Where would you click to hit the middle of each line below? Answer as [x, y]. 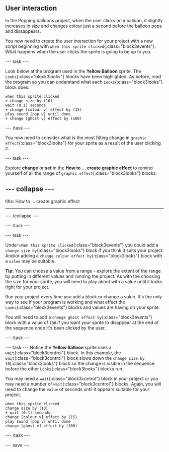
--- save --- [18, 445]
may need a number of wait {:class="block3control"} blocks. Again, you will [83, 384]
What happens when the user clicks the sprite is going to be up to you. [78, 51]
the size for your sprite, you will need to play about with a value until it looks [84, 281]
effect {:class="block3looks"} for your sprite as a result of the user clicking [83, 143]
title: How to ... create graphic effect [43, 201]
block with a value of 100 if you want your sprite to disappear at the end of [82, 322]
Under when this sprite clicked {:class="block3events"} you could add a [82, 245]
